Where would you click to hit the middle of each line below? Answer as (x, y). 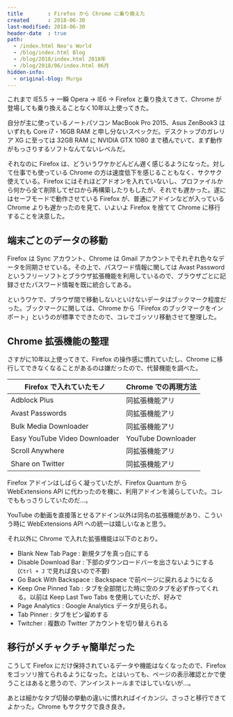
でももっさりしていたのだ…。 (49, 500)
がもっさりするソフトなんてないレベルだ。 (68, 149)
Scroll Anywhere (38, 451)
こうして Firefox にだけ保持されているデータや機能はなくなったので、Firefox (117, 665)
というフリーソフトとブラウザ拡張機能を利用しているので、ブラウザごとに (114, 276)
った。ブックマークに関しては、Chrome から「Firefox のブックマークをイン (115, 309)
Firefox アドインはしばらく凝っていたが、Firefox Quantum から (97, 483)
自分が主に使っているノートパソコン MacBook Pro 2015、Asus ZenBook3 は (116, 123)
